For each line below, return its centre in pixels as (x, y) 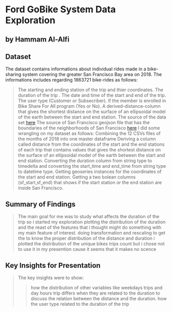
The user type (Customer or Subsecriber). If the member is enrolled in (92, 101)
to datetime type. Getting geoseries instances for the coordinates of (90, 172)
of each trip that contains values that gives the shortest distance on (89, 150)
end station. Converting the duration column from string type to (85, 161)
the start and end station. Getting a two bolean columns (77, 177)
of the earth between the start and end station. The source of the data (92, 117)
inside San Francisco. (41, 188)
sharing (13, 74)
